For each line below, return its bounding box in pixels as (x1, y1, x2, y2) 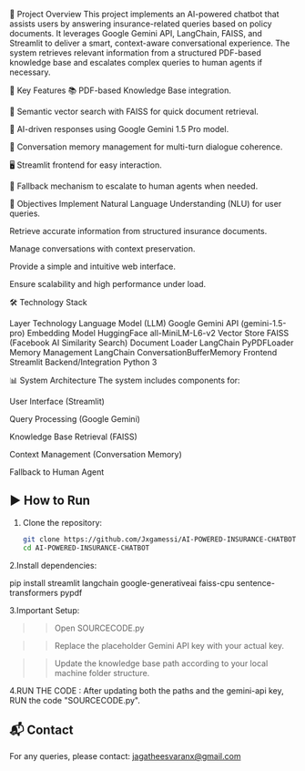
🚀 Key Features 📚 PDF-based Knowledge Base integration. (9, 85, 232, 96)
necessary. (9, 67, 52, 77)
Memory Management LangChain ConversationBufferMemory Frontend (9, 347, 278, 357)
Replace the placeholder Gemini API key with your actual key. (54, 640, 285, 651)
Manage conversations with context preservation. (9, 243, 196, 254)
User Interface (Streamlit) (9, 396, 105, 406)
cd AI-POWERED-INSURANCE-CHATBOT (22, 543, 150, 552)
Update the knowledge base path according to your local (54, 657, 269, 669)
